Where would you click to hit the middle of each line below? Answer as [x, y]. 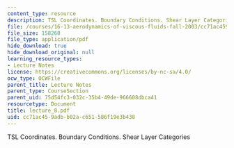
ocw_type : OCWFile [34, 78]
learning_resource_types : [45, 59]
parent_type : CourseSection [48, 91]
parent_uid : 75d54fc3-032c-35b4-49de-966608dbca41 [82, 98]
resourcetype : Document [42, 104]
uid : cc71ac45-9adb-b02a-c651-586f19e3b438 [71, 117]
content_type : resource [42, 14]
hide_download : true [37, 46]
